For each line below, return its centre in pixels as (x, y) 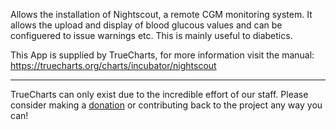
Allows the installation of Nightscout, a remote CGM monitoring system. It (161, 14)
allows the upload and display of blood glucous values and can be (146, 25)
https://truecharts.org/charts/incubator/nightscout (113, 65)
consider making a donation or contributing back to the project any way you (166, 105)
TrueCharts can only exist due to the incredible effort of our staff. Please (159, 94)
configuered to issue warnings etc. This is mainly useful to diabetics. (151, 35)
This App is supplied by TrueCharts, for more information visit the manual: (162, 55)
